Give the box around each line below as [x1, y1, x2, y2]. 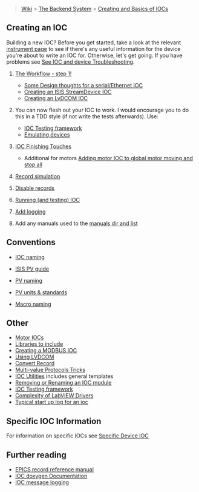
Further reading [6, 450, 67, 460]
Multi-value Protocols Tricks [15, 366, 86, 374]
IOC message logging [15, 479, 70, 486]
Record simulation [15, 172, 60, 180]
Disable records [15, 184, 55, 192]
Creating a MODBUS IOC [15, 347, 77, 354]
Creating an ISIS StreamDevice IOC [24, 88, 112, 95]
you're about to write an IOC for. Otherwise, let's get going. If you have [6, 52, 183, 59]
